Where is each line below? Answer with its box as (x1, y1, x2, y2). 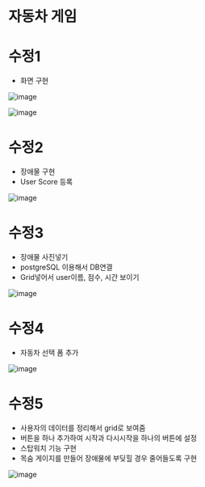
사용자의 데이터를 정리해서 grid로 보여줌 (19, 422, 146, 433)
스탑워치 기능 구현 (19, 443, 77, 453)
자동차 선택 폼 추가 (19, 347, 79, 357)
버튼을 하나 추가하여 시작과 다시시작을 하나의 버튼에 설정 (19, 433, 198, 443)
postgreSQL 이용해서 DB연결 (19, 262, 113, 272)
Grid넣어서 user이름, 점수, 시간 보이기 (19, 273, 140, 282)
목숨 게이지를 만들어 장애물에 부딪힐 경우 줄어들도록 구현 (19, 453, 198, 463)
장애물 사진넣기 (19, 252, 69, 261)
